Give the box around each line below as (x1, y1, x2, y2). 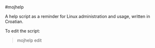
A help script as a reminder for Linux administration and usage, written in (5, 14, 150, 19)
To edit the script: (5, 28, 40, 33)
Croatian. (5, 19, 23, 24)
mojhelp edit (16, 37, 42, 43)
